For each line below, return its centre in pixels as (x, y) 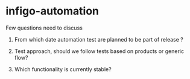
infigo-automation (52, 11)
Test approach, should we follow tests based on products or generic (99, 51)
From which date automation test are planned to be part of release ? (99, 39)
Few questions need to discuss (44, 28)
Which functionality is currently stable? (63, 69)
